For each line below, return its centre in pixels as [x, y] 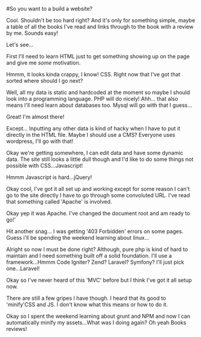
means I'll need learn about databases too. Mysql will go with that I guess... [99, 105]
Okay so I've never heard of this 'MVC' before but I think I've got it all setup [99, 280]
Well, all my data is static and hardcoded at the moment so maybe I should [98, 92]
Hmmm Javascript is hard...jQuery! [49, 177]
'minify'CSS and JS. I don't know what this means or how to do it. [87, 305]
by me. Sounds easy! [32, 33]
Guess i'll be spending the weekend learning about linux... [78, 238]
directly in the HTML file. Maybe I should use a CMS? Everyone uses [91, 135]
